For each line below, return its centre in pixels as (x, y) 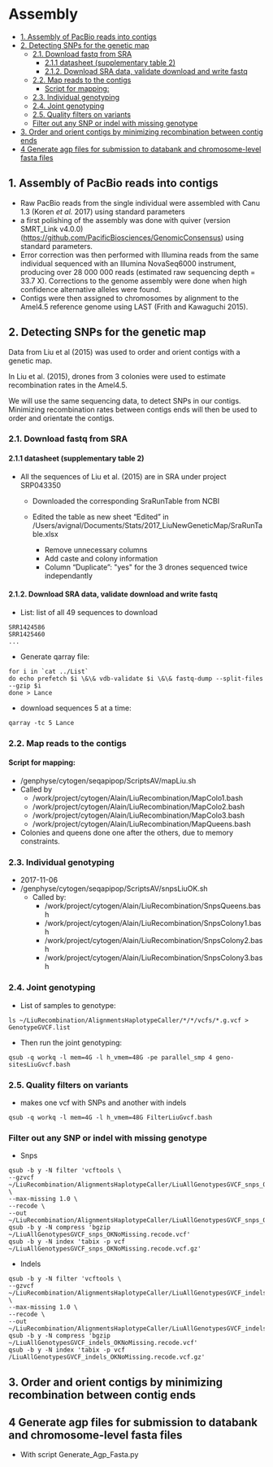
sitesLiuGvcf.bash (39, 1064)
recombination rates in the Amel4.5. (68, 385)
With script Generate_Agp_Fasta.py (79, 1455)
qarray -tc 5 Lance (41, 723)
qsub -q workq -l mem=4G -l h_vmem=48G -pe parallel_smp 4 (110, 1057)
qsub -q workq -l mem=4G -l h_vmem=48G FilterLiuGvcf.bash (110, 1117)
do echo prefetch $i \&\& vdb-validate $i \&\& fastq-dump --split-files (136, 679)
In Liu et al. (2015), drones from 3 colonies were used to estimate (117, 376)
